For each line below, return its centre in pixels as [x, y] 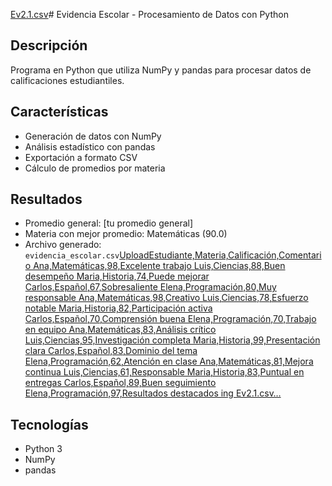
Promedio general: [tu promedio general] [109, 223]
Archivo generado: [63, 245]
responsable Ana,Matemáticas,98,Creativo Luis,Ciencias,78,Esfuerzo [166, 298]
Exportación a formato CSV [81, 157]
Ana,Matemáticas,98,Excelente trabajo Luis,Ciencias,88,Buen [159, 266]
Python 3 [43, 449]
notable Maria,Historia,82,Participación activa [118, 308]
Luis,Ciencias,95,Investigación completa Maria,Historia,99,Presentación [172, 340]
